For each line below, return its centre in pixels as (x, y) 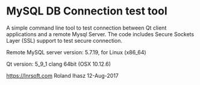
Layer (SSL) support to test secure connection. (64, 40)
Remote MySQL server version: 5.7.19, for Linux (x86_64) (76, 52)
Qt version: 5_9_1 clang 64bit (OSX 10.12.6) (59, 64)
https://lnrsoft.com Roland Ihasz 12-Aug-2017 (63, 75)
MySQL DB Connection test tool (87, 11)
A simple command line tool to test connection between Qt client (86, 28)
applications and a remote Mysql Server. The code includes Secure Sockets (100, 34)
